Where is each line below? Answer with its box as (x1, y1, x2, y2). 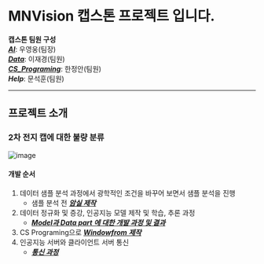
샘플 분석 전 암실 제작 (31, 198, 97, 207)
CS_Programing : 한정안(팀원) (8, 64, 102, 73)
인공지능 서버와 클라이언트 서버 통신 (19, 237, 130, 247)
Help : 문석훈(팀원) (8, 74, 64, 83)
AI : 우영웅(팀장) (8, 44, 57, 53)
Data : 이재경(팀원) (8, 54, 65, 64)
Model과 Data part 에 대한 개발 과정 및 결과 (31, 218, 166, 227)
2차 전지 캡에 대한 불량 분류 (8, 132, 104, 143)
